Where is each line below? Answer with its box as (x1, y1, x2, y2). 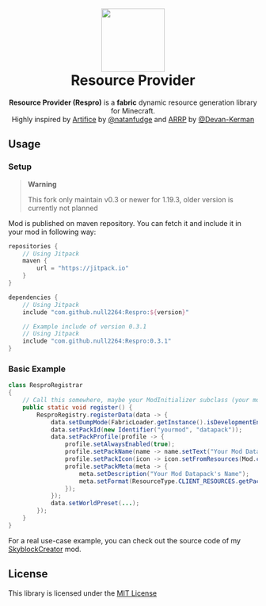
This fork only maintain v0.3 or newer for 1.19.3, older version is (27, 194, 234, 204)
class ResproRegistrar (8, 382, 83, 389)
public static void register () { (22, 403, 133, 412)
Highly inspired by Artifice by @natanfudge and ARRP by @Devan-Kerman (11, 114, 255, 124)
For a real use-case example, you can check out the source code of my (8, 535, 241, 545)
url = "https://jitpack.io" (36, 264, 129, 273)
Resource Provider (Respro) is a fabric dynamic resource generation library (9, 98, 257, 107)
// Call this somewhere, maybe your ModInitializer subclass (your (22, 397, 249, 405)
